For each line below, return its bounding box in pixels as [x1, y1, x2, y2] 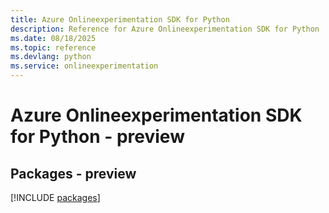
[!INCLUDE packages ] [10, 192, 101, 203]
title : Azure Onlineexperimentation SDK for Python [10, 14, 230, 25]
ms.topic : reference [10, 42, 97, 53]
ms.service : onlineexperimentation [10, 61, 159, 71]
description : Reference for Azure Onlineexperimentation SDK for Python [10, 24, 320, 34]
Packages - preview [10, 165, 137, 182]
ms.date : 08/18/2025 [10, 33, 97, 43]
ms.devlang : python [10, 52, 92, 62]
